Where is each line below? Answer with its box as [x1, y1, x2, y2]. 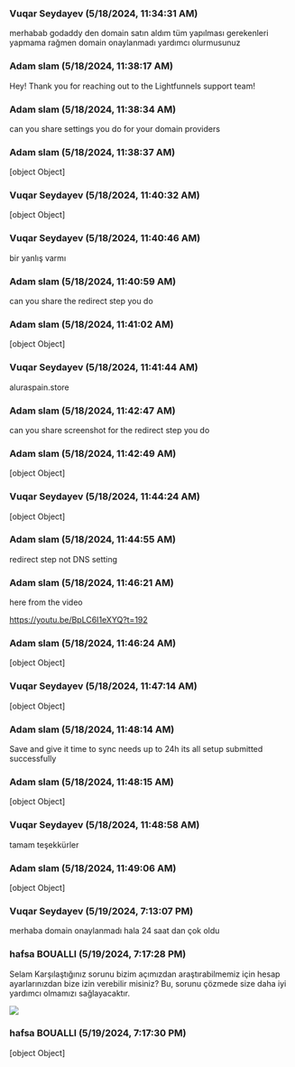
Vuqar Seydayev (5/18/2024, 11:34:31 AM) [9, 7, 198, 20]
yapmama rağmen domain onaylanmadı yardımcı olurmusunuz [9, 37, 241, 48]
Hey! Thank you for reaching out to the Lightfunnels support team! [9, 80, 255, 91]
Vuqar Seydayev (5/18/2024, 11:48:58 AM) [9, 819, 200, 831]
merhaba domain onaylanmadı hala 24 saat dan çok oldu [9, 925, 220, 936]
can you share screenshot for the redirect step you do [9, 424, 210, 435]
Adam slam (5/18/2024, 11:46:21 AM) [9, 576, 174, 589]
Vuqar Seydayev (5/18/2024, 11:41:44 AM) [9, 361, 198, 374]
